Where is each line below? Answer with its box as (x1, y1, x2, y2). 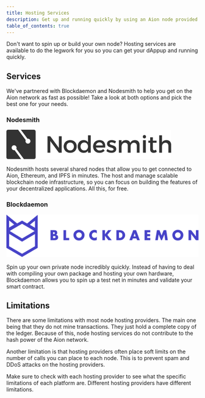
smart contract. (6, 282, 45, 290)
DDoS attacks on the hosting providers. (6, 361, 106, 369)
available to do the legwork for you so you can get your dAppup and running (6, 47, 198, 54)
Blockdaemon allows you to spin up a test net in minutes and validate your (6, 276, 193, 283)
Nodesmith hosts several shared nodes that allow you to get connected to (6, 165, 192, 173)
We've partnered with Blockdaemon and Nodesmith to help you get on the (6, 88, 193, 95)
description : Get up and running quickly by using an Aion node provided (6, 16, 198, 23)
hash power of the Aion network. (6, 336, 89, 344)
